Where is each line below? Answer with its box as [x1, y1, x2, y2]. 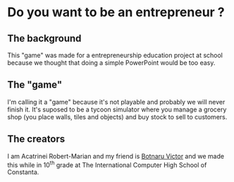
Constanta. [7, 168, 39, 176]
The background [7, 32, 82, 44]
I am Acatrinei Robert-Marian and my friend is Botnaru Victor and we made [7, 152, 224, 160]
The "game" [7, 79, 63, 91]
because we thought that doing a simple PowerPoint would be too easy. [7, 59, 216, 67]
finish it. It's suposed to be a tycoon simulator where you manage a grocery [7, 105, 227, 114]
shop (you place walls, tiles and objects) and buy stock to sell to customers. [7, 112, 228, 121]
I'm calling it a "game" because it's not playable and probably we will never [7, 97, 226, 106]
